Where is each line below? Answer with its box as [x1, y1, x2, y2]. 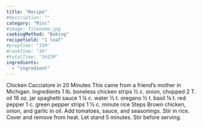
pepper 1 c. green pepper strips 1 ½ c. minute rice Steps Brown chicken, [6, 101, 186, 108]
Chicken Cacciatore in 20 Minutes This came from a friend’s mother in [6, 82, 181, 89]
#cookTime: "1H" [6, 48, 47, 54]
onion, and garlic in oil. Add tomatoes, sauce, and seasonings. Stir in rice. [6, 107, 190, 115]
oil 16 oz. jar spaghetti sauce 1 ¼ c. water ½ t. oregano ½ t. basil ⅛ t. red [6, 94, 186, 102]
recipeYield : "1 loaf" [6, 37, 64, 43]
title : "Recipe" [6, 8, 47, 15]
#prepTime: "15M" [6, 43, 50, 49]
